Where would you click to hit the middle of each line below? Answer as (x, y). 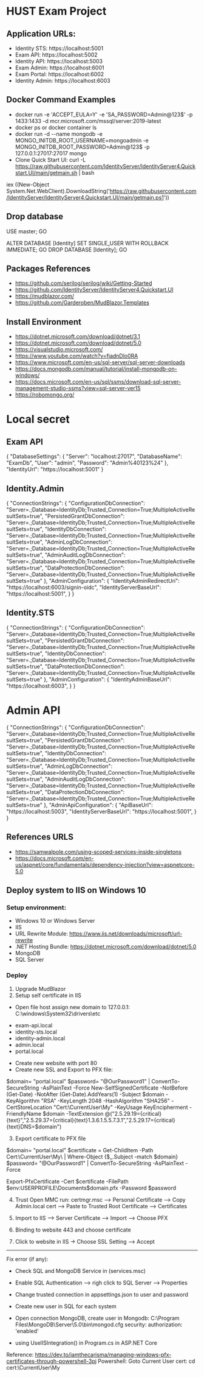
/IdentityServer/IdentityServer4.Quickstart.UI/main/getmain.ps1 (85, 197)
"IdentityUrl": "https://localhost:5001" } (55, 470)
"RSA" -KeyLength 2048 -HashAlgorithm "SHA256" (105, 1101)
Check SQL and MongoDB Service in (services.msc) (80, 1270)
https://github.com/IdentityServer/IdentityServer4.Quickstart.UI (94, 290)
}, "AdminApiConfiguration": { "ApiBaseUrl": (98, 805)
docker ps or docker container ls (56, 127)
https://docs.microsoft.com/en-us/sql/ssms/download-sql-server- (98, 382)
